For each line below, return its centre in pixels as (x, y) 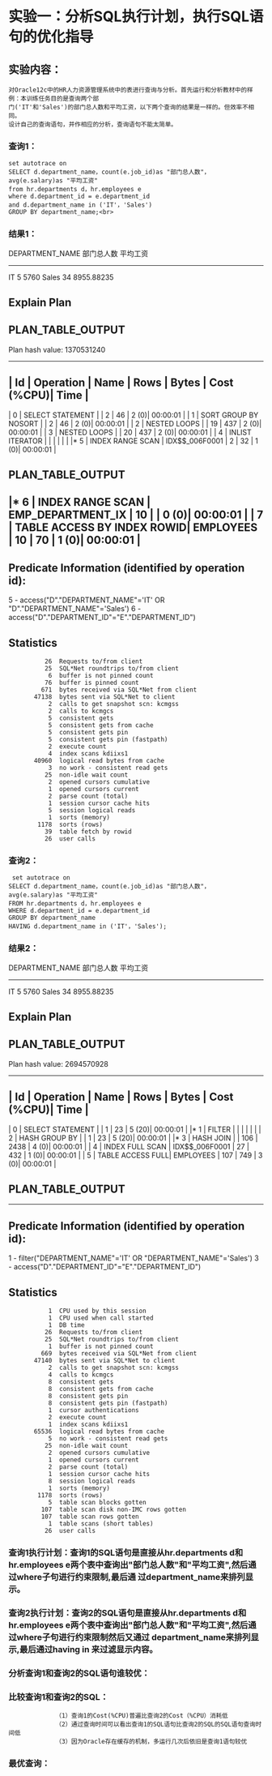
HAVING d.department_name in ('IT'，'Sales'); (88, 927)
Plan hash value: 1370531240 (57, 349)
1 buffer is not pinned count (101, 1346)
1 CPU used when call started (101, 1318)
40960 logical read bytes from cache (99, 761)
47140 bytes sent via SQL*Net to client (104, 1361)
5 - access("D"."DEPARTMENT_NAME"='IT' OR (87, 600)
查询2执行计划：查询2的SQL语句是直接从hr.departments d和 (127, 1612)
